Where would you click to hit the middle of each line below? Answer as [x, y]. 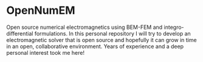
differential [20, 33]
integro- [174, 27]
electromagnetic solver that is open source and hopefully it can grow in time [101, 40]
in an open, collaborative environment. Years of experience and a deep [95, 46]
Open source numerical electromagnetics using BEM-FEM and [84, 27]
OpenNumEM [41, 11]
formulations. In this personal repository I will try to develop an [113, 33]
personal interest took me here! [46, 52]
